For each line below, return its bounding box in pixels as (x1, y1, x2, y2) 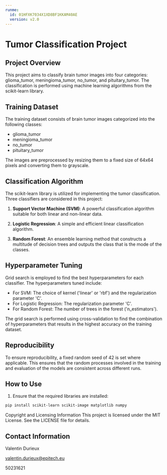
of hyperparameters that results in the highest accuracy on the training (5, 321, 152, 327)
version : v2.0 (10, 17, 39, 22)
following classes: (5, 122, 43, 128)
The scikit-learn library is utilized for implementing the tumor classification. (5, 190, 160, 196)
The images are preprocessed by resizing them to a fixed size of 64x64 (5, 157, 153, 163)
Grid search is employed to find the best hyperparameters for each (5, 275, 144, 281)
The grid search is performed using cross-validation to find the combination (5, 315, 162, 322)
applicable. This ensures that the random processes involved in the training (5, 359, 161, 366)
